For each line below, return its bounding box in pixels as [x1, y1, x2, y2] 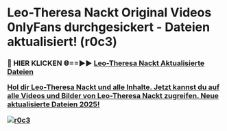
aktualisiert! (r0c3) [7, 34, 118, 49]
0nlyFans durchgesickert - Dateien [7, 19, 211, 35]
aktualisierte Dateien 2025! [7, 99, 100, 109]
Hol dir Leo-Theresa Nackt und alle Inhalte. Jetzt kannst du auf [7, 82, 220, 92]
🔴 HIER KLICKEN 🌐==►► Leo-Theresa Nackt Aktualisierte [7, 58, 204, 68]
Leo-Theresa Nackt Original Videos [7, 5, 212, 21]
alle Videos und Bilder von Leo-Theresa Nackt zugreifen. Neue [7, 91, 219, 101]
